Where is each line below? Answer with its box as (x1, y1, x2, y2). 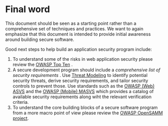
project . (12, 115, 29, 121)
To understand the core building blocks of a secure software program (12, 104, 158, 110)
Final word (5, 4, 50, 15)
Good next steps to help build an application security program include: (5, 46, 152, 52)
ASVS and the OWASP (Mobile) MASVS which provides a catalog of (12, 88, 154, 94)
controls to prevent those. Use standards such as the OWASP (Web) (12, 82, 155, 89)
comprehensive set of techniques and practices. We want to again (5, 25, 143, 31)
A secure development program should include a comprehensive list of (12, 67, 160, 73)
